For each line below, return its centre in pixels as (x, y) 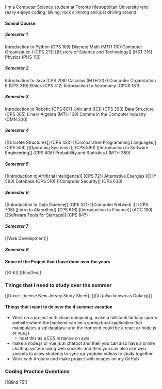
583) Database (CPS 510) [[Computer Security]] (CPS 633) (64, 181)
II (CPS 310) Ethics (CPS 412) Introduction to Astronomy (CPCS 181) (72, 85)
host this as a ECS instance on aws (54, 338)
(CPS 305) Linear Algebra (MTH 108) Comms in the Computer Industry (76, 114)
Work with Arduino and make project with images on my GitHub (75, 359)
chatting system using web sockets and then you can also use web (79, 349)
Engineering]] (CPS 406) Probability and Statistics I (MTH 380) (68, 153)
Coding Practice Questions (37, 372)
